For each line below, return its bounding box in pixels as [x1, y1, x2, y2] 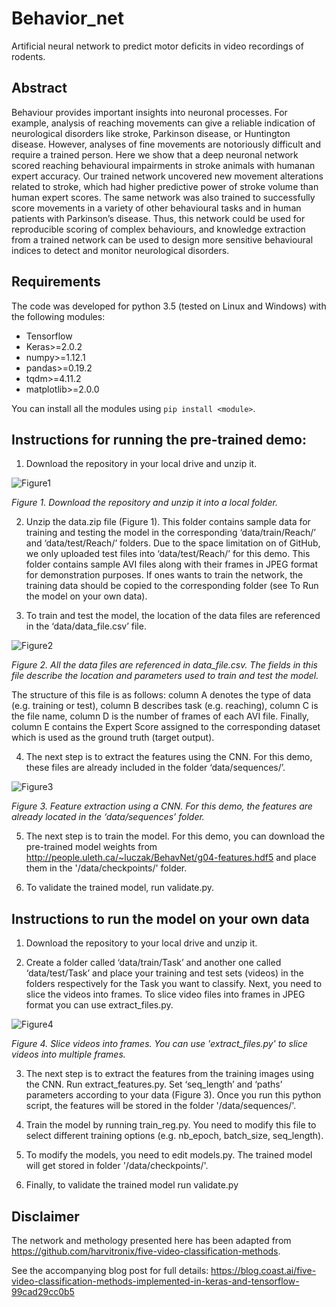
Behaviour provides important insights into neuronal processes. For [11, 106, 288, 118]
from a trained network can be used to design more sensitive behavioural [11, 233, 314, 246]
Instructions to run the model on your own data [11, 910, 310, 927]
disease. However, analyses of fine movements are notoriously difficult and [11, 138, 321, 150]
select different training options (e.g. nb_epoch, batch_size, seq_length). [25, 1130, 324, 1142]
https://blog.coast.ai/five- [210, 1265, 317, 1276]
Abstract [11, 80, 68, 97]
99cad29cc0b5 [11, 1286, 75, 1297]
